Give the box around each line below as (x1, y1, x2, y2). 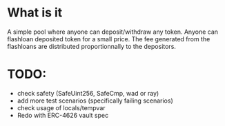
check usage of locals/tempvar (17, 103, 106, 112)
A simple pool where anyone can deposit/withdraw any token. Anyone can (7, 28, 219, 36)
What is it (7, 5, 63, 21)
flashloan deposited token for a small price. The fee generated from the (7, 34, 211, 43)
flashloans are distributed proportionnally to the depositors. (7, 42, 176, 50)
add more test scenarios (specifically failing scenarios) (17, 96, 174, 105)
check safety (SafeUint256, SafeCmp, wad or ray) (17, 89, 159, 97)
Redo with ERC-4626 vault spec (17, 111, 109, 119)
